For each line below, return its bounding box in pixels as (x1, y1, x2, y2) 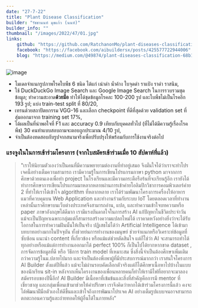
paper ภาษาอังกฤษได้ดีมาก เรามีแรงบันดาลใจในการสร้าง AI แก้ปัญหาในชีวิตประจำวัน (20, 208, 187, 215)
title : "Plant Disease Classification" (6, 14, 104, 20)
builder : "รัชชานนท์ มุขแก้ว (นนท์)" (6, 19, 81, 25)
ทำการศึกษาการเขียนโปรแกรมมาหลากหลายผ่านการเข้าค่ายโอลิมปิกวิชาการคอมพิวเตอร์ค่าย (20, 181, 192, 189)
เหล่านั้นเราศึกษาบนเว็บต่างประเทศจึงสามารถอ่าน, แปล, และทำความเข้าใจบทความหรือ (20, 201, 184, 208)
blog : (16, 53, 31, 58)
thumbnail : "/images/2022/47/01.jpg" (6, 31, 99, 37)
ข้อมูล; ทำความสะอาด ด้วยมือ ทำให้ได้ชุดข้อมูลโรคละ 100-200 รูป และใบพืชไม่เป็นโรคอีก (14, 93, 186, 100)
